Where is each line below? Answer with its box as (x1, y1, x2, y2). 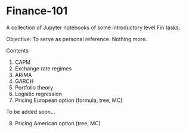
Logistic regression (14, 90, 63, 97)
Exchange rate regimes (14, 64, 72, 72)
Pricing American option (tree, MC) (14, 119, 101, 126)
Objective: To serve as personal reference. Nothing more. (6, 35, 147, 42)
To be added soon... (6, 108, 55, 115)
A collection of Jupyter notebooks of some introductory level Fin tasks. (6, 24, 181, 31)
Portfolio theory (14, 83, 54, 91)
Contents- (6, 47, 32, 54)
